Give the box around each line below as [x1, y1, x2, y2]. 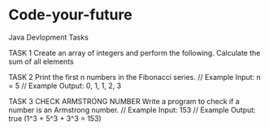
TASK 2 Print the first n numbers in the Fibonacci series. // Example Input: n [8, 72, 262, 82]
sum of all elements [8, 57, 75, 66]
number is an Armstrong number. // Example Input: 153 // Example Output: [8, 105, 256, 115]
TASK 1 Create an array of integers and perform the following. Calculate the [8, 48, 261, 57]
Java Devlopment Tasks [8, 32, 89, 42]
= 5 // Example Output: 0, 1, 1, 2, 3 [8, 81, 122, 90]
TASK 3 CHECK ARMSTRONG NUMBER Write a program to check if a [8, 96, 240, 106]
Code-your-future [8, 6, 132, 24]
